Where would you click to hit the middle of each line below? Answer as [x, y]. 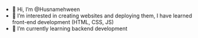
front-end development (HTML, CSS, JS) [63, 22]
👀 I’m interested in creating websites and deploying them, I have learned [102, 16]
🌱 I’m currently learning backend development [70, 28]
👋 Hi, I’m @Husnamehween [46, 9]
